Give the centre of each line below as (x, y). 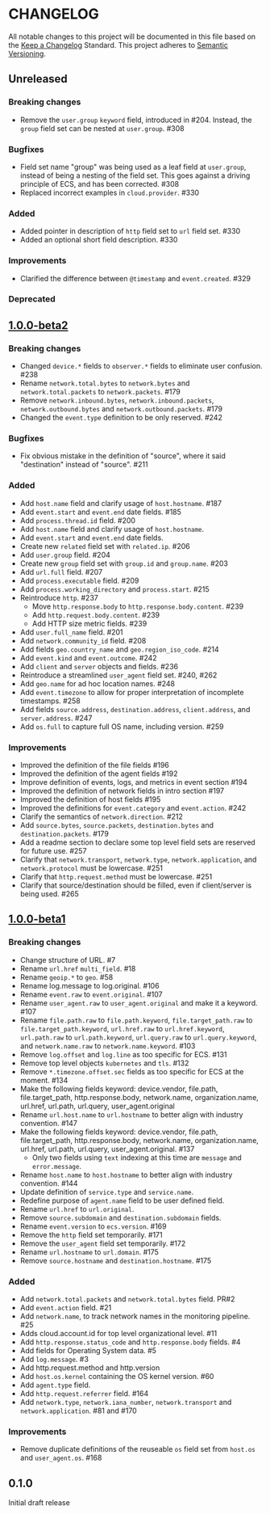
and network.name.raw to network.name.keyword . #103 (108, 1046)
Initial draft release (39, 1503)
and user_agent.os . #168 (61, 1458)
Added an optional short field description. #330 (99, 240)
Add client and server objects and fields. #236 (99, 666)
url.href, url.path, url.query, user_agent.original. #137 (107, 1149)
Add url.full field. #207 (61, 571)
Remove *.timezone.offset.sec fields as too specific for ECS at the (132, 1071)
